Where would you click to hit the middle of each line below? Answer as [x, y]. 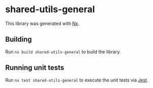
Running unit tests [35, 68]
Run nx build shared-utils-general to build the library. [63, 51]
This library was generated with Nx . [42, 23]
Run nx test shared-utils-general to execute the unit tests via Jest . [77, 80]
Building [18, 39]
